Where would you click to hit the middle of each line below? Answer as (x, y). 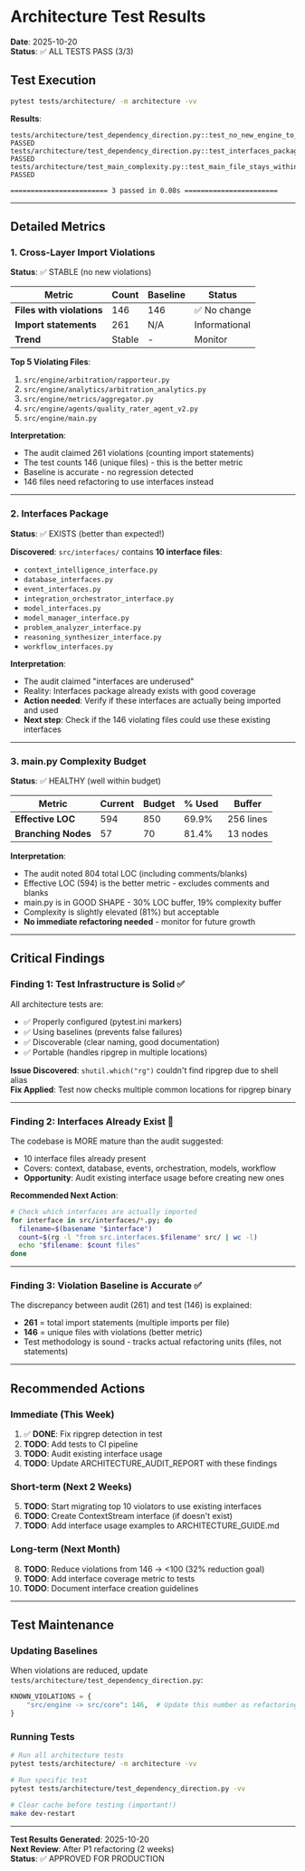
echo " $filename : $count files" (80, 1246)
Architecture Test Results (108, 17)
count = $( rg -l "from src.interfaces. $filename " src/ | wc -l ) (138, 1237)
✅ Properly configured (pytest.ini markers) (103, 1021)
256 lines (247, 819)
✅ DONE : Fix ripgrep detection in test (93, 1434)
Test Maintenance (62, 1625)
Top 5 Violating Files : (51, 362)
